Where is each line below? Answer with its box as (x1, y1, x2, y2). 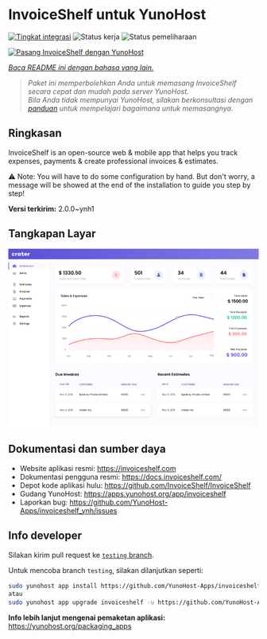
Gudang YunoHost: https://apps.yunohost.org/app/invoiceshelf (19, 489, 226, 498)
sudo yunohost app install (8, 582, 98, 590)
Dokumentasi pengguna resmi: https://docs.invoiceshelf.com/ (19, 472, 222, 481)
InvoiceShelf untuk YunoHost (8, 6, 207, 24)
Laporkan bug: (19, 497, 68, 507)
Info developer (8, 529, 82, 543)
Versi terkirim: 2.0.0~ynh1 (8, 204, 95, 213)
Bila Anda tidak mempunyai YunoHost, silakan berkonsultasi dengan (27, 95, 253, 104)
